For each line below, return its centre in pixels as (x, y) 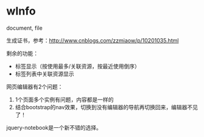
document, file (24, 28)
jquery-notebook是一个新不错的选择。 (54, 127)
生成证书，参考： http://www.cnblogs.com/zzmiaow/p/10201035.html (93, 40)
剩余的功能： (22, 53)
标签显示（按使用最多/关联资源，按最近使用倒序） (77, 66)
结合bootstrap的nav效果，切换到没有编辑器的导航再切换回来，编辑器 (101, 107)
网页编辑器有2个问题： (35, 87)
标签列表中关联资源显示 (44, 73)
